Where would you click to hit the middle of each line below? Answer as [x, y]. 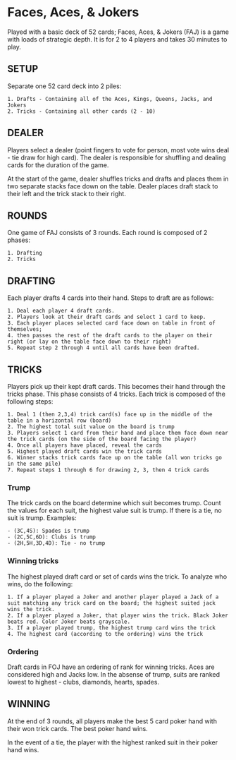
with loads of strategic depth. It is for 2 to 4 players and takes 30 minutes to [117, 39]
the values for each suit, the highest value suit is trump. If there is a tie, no [114, 511]
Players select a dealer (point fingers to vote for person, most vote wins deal [118, 150]
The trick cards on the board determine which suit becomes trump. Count [114, 503]
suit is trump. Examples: [42, 518]
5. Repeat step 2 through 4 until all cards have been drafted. [104, 348]
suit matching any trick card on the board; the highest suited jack [112, 603]
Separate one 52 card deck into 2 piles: [64, 86]
